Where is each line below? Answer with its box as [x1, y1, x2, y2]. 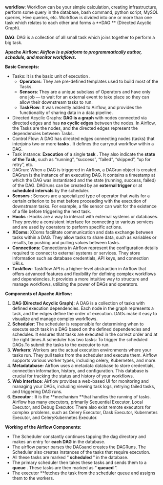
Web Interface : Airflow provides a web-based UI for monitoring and [12, 378, 149, 384]
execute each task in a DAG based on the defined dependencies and [12, 326, 150, 332]
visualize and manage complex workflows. [12, 316, 98, 322]
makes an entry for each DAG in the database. [12, 439, 105, 444]
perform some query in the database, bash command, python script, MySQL [5, 9, 159, 15]
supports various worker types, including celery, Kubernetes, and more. [12, 357, 157, 363]
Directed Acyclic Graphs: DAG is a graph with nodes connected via [12, 115, 147, 120]
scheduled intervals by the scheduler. [12, 188, 90, 193]
